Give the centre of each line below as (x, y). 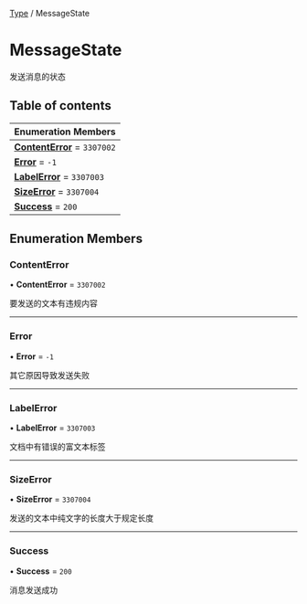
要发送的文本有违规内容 (53, 303)
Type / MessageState (49, 13)
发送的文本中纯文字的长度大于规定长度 (81, 518)
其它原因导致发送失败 (49, 375)
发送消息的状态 (37, 76)
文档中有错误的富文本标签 (58, 447)
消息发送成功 (33, 589)
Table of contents (60, 106)
